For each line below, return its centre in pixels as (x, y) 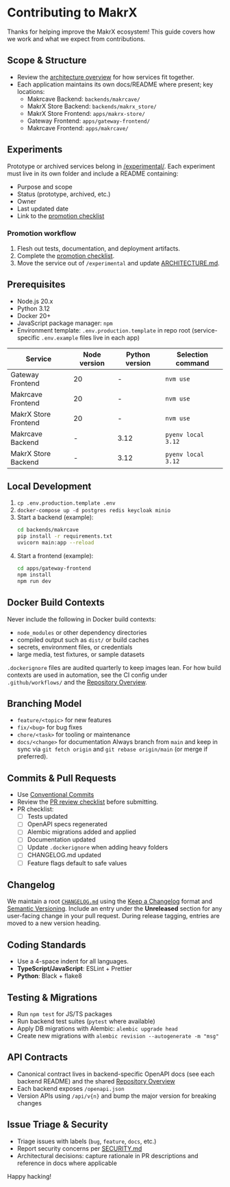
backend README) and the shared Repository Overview (96, 1081)
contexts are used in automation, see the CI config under (87, 675)
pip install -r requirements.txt (65, 536)
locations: (31, 91)
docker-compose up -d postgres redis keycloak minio (94, 511)
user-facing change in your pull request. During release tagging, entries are (114, 916)
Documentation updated (61, 840)
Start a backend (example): (55, 517)
